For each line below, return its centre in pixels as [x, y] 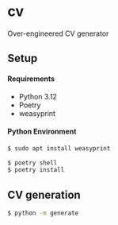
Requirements [31, 79]
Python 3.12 [38, 96]
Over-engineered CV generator [58, 33]
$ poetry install [36, 170]
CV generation [44, 194]
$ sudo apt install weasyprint [59, 148]
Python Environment [42, 132]
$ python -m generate [43, 213]
